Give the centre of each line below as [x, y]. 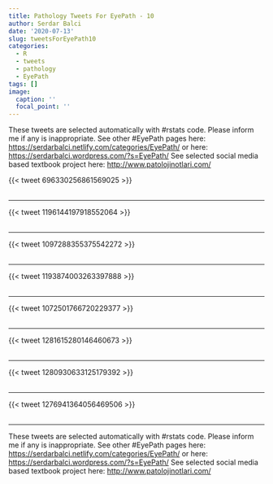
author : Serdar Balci [45, 24]
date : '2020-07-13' [41, 31]
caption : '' [36, 99]
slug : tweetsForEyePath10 [52, 39]
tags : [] [23, 84]
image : [19, 92]
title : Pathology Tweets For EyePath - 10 [81, 16]
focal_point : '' [43, 107]
